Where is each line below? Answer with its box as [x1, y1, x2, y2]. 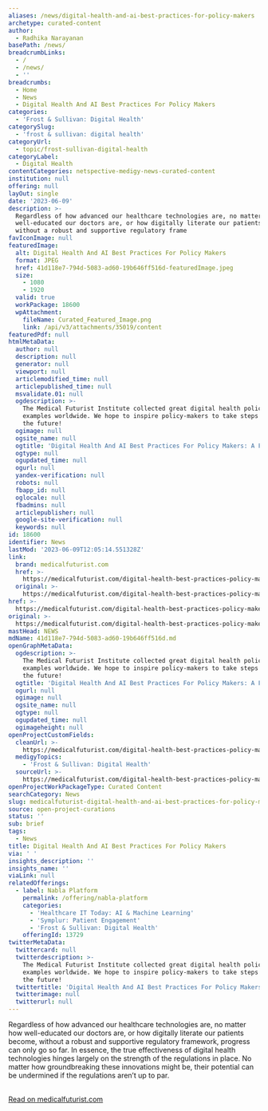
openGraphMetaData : [8, 642, 73, 650]
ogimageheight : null [15, 723, 84, 731]
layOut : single [8, 189, 59, 198]
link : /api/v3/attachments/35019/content [22, 323, 162, 331]
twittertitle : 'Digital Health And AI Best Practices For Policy [15, 983, 238, 991]
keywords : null [15, 523, 66, 531]
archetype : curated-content [8, 19, 102, 27]
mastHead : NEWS [8, 627, 59, 635]
